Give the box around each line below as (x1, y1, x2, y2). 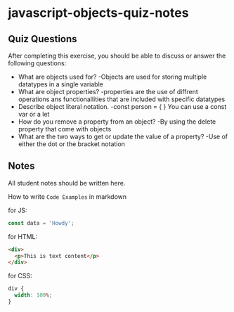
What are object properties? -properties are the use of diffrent (18, 88, 199, 96)
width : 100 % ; (14, 292, 53, 299)
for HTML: (8, 232, 38, 240)
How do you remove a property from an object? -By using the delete (18, 117, 216, 126)
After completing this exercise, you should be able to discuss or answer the (8, 51, 226, 60)
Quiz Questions (8, 33, 77, 45)
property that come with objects (18, 125, 112, 133)
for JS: (8, 206, 27, 214)
